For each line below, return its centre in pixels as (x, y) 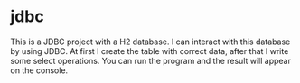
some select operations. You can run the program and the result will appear (151, 60)
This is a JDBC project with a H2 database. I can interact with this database (150, 41)
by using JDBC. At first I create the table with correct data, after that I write (150, 51)
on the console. (39, 70)
